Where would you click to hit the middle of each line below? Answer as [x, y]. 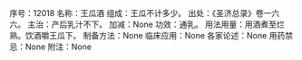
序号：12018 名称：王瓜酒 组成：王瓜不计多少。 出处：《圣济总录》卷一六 [145, 13]
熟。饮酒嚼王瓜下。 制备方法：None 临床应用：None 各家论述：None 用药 [147, 35]
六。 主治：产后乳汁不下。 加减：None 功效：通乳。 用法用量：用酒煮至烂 [147, 24]
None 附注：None [58, 47]
